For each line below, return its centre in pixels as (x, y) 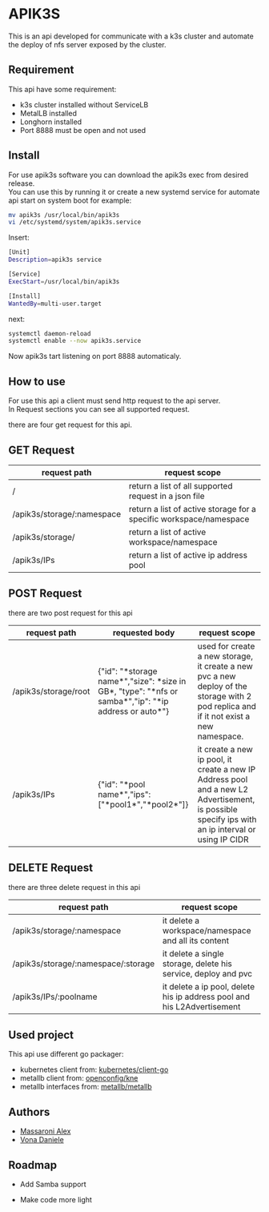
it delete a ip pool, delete (209, 986)
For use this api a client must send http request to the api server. (114, 401)
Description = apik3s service (55, 260)
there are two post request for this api (71, 613)
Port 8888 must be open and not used (83, 130)
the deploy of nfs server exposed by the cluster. (87, 44)
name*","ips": (124, 794)
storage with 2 (225, 696)
